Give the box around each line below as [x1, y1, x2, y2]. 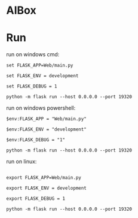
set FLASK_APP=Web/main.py [6, 62, 73, 69]
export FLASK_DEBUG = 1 [6, 196, 66, 202]
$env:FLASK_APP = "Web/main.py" [6, 116, 87, 122]
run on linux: [6, 158, 37, 165]
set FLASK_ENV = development [6, 73, 79, 79]
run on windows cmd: [6, 51, 60, 58]
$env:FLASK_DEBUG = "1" [6, 137, 66, 143]
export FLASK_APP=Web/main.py [6, 175, 82, 181]
